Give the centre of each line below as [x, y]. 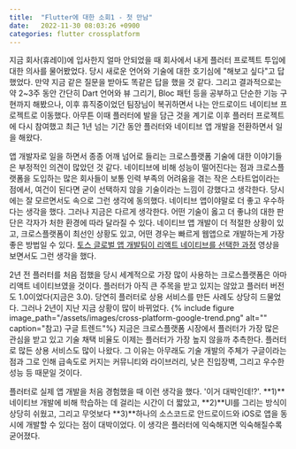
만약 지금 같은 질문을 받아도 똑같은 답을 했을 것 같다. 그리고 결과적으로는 [159, 82]
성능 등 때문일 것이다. [46, 373]
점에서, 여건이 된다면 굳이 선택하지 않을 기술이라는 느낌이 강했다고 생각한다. [139, 190]
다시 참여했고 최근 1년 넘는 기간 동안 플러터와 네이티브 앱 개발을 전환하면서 [146, 127]
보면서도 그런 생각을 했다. [53, 256]
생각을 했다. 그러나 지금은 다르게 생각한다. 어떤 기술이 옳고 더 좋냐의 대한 [150, 212]
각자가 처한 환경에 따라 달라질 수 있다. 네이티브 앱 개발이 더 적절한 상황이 [150, 223]
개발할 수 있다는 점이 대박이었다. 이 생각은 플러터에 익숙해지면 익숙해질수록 [154, 425]
